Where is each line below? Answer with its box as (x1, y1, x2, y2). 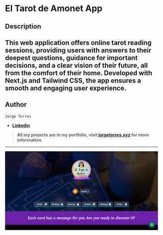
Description (5, 22, 41, 31)
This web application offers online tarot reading (5, 38, 152, 47)
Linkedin (12, 122, 30, 128)
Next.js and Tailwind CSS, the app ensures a (5, 76, 142, 85)
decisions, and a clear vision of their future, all (5, 61, 148, 69)
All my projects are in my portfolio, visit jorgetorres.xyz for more (16, 132, 149, 138)
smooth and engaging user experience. (5, 84, 127, 92)
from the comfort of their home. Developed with (5, 69, 153, 77)
